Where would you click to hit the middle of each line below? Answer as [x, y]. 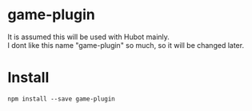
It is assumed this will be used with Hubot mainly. [88, 37]
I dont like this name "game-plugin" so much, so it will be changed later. [126, 45]
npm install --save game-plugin [61, 99]
